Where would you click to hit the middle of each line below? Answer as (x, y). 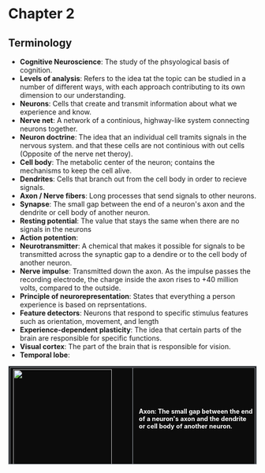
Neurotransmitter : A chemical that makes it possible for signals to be (132, 246)
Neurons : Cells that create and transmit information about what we (128, 104)
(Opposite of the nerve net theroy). (76, 154)
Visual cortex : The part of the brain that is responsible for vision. (125, 346)
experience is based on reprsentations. (83, 305)
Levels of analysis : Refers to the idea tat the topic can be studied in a (132, 78)
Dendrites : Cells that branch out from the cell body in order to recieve (133, 179)
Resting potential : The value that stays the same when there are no (129, 221)
